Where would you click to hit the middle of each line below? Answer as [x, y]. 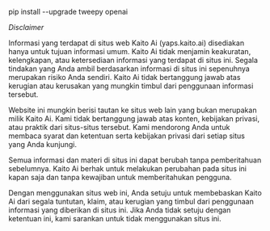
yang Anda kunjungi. [42, 144]
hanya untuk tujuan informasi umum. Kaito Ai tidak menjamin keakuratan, [130, 51]
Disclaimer [26, 27]
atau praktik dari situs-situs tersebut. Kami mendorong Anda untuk [119, 127]
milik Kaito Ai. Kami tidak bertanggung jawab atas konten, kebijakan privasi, [134, 119]
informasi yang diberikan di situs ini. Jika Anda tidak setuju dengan [120, 210]
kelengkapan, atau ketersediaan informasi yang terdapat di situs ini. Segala [133, 60]
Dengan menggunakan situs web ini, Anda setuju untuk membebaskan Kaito [135, 193]
